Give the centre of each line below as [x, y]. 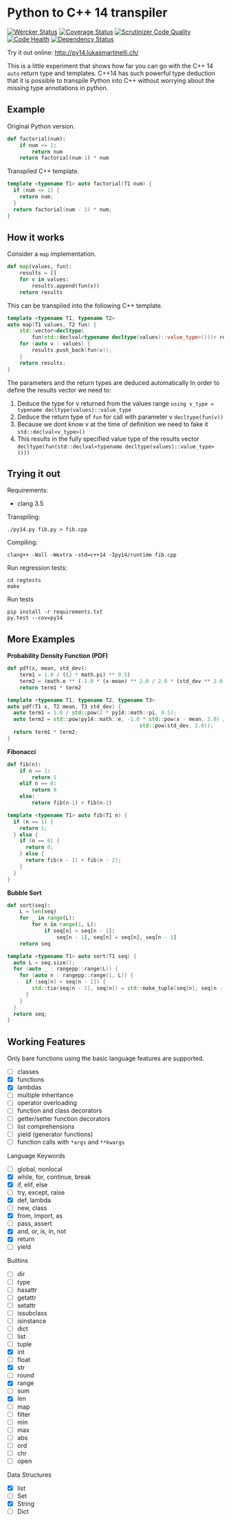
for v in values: [44, 280]
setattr [26, 1305]
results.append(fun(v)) [66, 286]
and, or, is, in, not [42, 1231]
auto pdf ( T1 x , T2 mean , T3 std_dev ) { [64, 706]
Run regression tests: [37, 568]
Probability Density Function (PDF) [58, 656]
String [25, 1504]
